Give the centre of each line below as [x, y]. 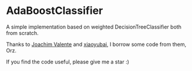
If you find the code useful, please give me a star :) [68, 62]
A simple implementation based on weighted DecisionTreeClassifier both [94, 27]
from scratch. [23, 33]
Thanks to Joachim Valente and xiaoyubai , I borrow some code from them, [96, 44]
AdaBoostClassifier [55, 11]
